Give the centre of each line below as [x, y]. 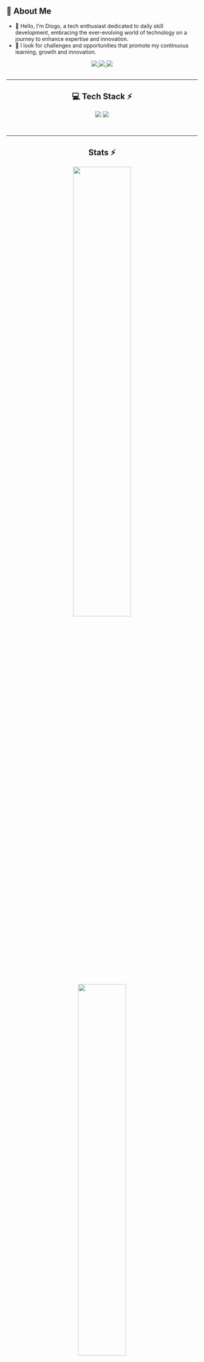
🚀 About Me [29, 11]
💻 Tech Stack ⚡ [102, 97]
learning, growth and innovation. [56, 52]
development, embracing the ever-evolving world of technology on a [101, 32]
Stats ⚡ [102, 153]
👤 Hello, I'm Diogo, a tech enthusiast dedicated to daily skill [89, 26]
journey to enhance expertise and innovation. [72, 39]
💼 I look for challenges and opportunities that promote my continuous [102, 45]
